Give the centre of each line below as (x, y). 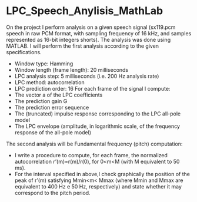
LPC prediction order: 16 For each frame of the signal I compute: (92, 88)
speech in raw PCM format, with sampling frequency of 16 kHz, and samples (99, 33)
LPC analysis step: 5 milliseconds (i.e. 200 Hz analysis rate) (87, 76)
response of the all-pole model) (53, 132)
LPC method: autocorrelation (49, 82)
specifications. (24, 52)
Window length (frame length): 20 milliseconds (71, 69)
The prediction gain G (41, 101)
